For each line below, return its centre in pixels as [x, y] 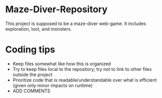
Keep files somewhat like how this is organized [62, 64]
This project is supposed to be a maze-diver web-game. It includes [76, 23]
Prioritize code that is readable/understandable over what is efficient [85, 80]
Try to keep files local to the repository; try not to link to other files [82, 69]
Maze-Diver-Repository [57, 9]
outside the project [32, 75]
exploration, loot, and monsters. [39, 29]
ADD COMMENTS [31, 91]
